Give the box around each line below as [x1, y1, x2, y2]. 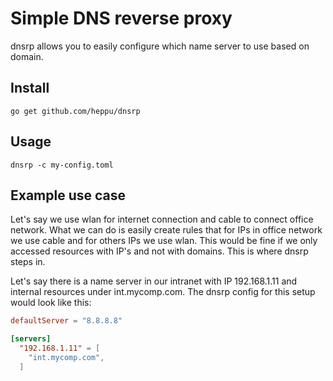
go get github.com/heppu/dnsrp [10, 106, 141, 116]
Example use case [10, 187, 127, 204]
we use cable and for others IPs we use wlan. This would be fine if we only [10, 235, 318, 247]
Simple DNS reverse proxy [10, 7, 233, 30]
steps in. [10, 256, 46, 268]
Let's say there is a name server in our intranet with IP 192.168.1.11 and [10, 275, 298, 287]
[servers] [10, 334, 52, 344]
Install [10, 80, 50, 97]
